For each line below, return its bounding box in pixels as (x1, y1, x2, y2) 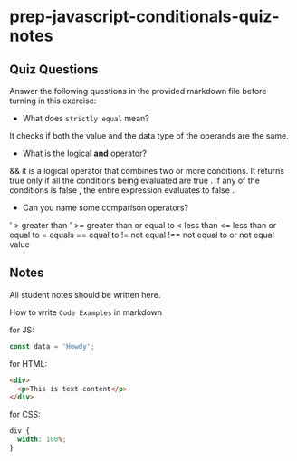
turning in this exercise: (9, 95, 97, 106)
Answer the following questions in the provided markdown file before (9, 86, 267, 96)
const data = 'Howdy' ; (9, 341, 95, 351)
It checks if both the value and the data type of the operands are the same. (9, 130, 290, 141)
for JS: (9, 324, 34, 335)
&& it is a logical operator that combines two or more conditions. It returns (9, 166, 285, 176)
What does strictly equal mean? (22, 113, 149, 123)
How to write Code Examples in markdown (9, 306, 163, 318)
